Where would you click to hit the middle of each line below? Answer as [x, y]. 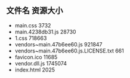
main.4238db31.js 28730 [45, 32]
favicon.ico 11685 [36, 57]
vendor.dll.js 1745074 [41, 63]
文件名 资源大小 [35, 11]
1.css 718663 [31, 38]
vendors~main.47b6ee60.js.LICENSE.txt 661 [69, 51]
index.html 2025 [35, 70]
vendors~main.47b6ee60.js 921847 [58, 44]
